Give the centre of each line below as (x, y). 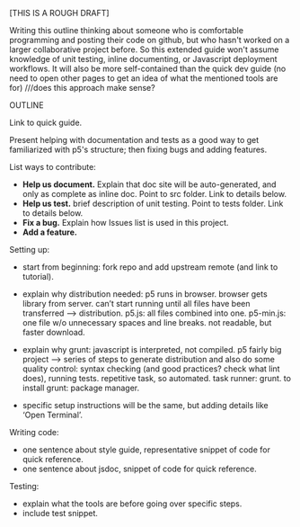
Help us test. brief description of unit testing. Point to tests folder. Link (153, 203)
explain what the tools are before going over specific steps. (132, 504)
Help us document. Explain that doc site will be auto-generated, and (149, 184)
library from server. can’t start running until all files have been (136, 304)
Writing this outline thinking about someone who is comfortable (127, 30)
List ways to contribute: (53, 167)
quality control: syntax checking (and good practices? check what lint (151, 369)
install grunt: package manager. (81, 388)
